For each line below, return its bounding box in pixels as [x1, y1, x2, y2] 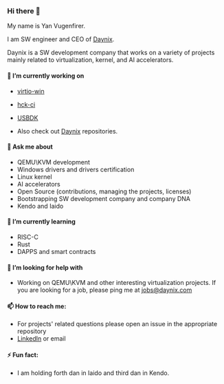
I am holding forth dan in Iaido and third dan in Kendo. [16, 368, 170, 377]
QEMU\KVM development [16, 158, 91, 166]
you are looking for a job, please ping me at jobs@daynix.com [16, 286, 192, 295]
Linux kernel [16, 172, 53, 181]
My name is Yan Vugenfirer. [7, 22, 86, 30]
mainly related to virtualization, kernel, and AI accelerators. [7, 56, 174, 64]
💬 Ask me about [7, 142, 53, 151]
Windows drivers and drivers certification [16, 165, 135, 173]
